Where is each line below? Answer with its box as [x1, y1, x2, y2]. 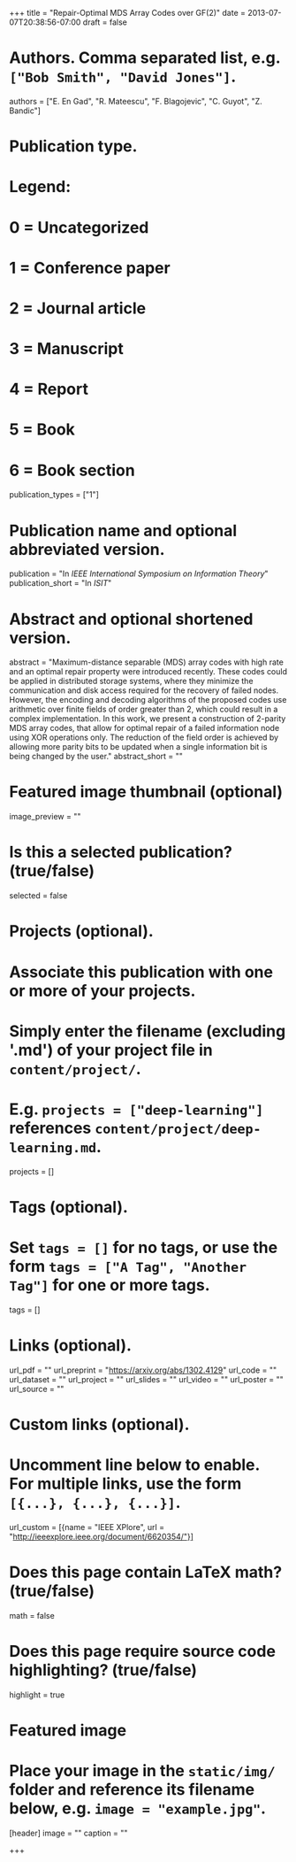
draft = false [82, 17, 128, 27]
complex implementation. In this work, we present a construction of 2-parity [9, 713, 286, 724]
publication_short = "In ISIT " [9, 578, 112, 589]
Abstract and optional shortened [9, 609, 254, 629]
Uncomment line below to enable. [9, 1455, 261, 1475]
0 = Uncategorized [9, 217, 149, 237]
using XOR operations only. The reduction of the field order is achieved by [9, 732, 279, 742]
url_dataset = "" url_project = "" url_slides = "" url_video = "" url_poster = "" [9, 1373, 285, 1384]
